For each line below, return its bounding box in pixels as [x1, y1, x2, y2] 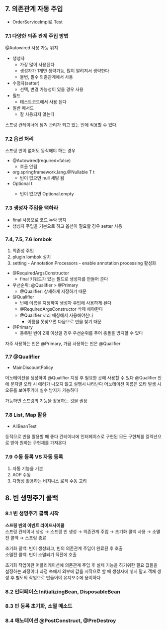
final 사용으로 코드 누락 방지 [12, 217, 67, 223]
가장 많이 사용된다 [19, 62, 55, 68]
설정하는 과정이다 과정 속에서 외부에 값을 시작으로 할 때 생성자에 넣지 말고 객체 [5, 568, 157, 574]
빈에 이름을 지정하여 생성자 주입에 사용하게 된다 [19, 300, 112, 306]
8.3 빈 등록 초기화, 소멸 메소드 [5, 603, 73, 610]
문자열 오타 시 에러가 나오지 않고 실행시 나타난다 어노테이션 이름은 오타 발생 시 [10, 381, 162, 387]
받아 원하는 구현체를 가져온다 [10, 440, 67, 446]
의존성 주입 [12, 248, 34, 254]
